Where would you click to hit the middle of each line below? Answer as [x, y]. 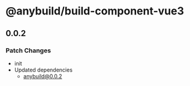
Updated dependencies [43, 70]
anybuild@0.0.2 [43, 76]
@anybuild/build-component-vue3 [95, 11]
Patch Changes [28, 51]
